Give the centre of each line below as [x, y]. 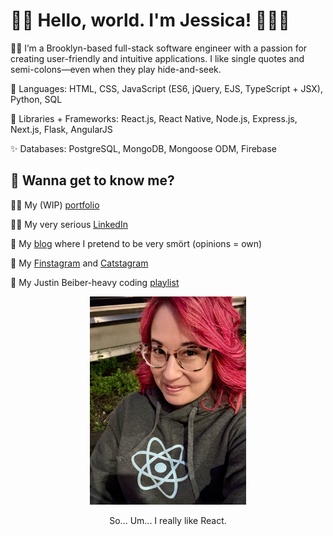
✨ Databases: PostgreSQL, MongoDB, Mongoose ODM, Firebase [143, 148]
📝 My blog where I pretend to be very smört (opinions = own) [136, 243]
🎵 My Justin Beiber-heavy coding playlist [95, 282]
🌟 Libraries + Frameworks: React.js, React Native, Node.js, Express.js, [154, 118]
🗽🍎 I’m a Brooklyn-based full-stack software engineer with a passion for [159, 48]
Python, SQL [36, 99]
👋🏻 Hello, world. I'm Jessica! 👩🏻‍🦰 [150, 20]
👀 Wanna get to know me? [92, 180]
